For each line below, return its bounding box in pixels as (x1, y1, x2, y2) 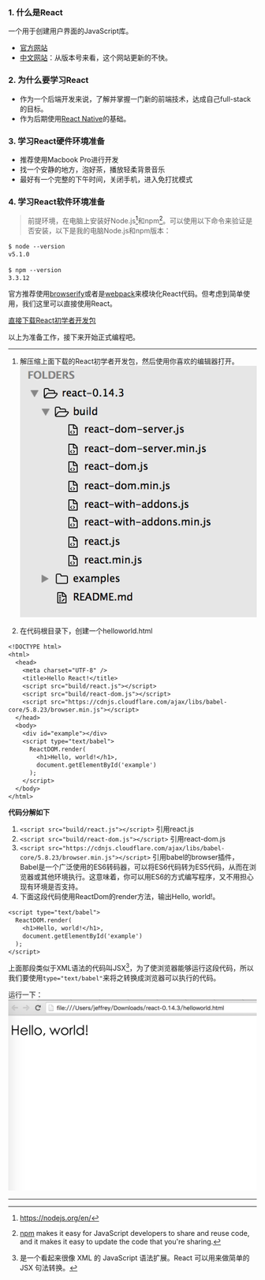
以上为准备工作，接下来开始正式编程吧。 (8, 332, 140, 341)
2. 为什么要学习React (8, 75, 89, 86)
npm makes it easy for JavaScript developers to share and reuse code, (19, 1228, 250, 1237)
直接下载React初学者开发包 (8, 315, 96, 325)
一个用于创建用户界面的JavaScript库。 (8, 26, 133, 36)
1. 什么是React (8, 6, 63, 17)
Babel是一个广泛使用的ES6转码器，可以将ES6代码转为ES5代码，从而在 (19, 862, 250, 872)
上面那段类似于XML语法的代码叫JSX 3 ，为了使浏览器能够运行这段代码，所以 (8, 962, 254, 972)
